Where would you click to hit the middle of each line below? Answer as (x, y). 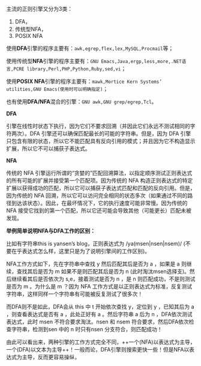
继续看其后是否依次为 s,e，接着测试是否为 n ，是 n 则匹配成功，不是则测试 (103, 279)
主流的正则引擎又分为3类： (40, 9)
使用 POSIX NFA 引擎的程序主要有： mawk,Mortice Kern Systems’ (84, 81)
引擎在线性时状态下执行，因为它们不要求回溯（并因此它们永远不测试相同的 (98, 126)
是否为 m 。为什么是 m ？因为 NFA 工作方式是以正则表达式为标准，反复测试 (99, 286)
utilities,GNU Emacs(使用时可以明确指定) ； (57, 89)
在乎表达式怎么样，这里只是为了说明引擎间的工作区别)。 (81, 251)
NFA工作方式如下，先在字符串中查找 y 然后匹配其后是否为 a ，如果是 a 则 (97, 264)
